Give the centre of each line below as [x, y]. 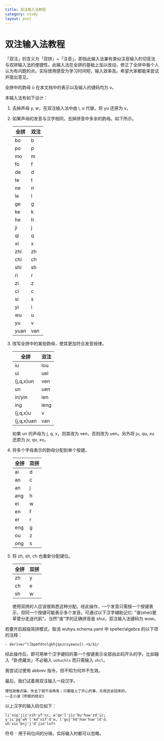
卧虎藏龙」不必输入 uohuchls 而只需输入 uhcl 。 [61, 660]
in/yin [21, 397]
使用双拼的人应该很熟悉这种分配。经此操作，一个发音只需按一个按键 [81, 607]
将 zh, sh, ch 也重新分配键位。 [42, 556]
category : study [21, 14]
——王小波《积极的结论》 [26, 697]
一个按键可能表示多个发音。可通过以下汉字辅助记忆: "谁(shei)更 [93, 613]
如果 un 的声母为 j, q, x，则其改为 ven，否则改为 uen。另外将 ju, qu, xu [83, 434]
